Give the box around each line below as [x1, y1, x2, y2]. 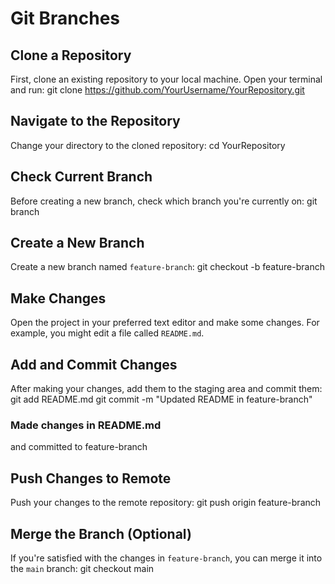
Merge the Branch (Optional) [10, 525, 192, 542]
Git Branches [10, 7, 120, 30]
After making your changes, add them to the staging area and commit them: [10, 383, 323, 395]
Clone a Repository [10, 47, 132, 64]
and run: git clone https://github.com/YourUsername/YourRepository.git [10, 84, 305, 96]
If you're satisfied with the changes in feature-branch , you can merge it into [10, 552, 323, 564]
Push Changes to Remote [10, 470, 172, 487]
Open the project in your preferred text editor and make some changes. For [10, 317, 320, 329]
